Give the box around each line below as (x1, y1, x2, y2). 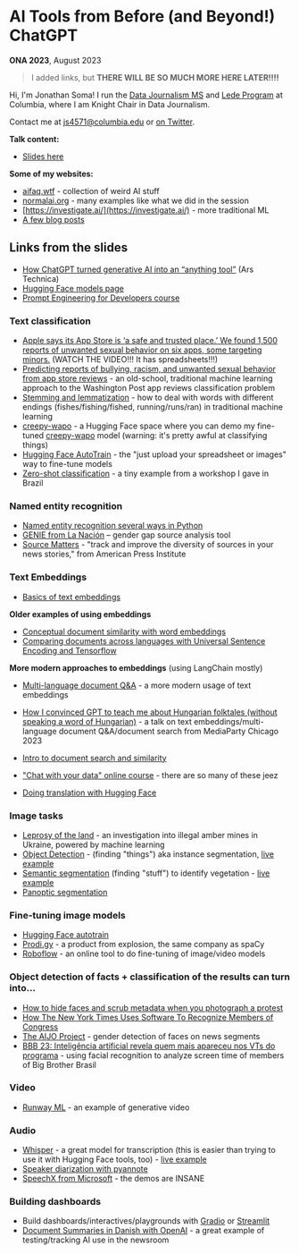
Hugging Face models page (21, 283, 125, 293)
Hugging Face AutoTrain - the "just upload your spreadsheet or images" (21, 449, 287, 460)
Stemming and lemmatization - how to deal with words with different (21, 392, 274, 403)
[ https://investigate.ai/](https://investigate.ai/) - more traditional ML (21, 204, 270, 216)
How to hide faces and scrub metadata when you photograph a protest (21, 1002, 284, 1013)
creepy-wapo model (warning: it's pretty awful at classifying (46, 430, 268, 441)
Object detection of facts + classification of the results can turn (9, 970, 290, 983)
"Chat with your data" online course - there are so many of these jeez (21, 769, 278, 780)
